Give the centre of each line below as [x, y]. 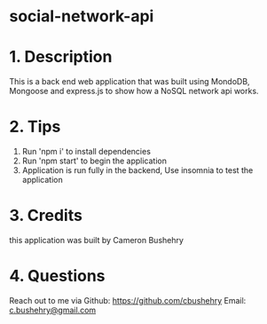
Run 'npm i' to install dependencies [86, 152]
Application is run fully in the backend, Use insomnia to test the [137, 170]
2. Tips [35, 127]
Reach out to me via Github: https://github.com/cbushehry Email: [128, 300]
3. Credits [46, 216]
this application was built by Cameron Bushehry [97, 240]
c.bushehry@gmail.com [53, 310]
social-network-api [82, 16]
